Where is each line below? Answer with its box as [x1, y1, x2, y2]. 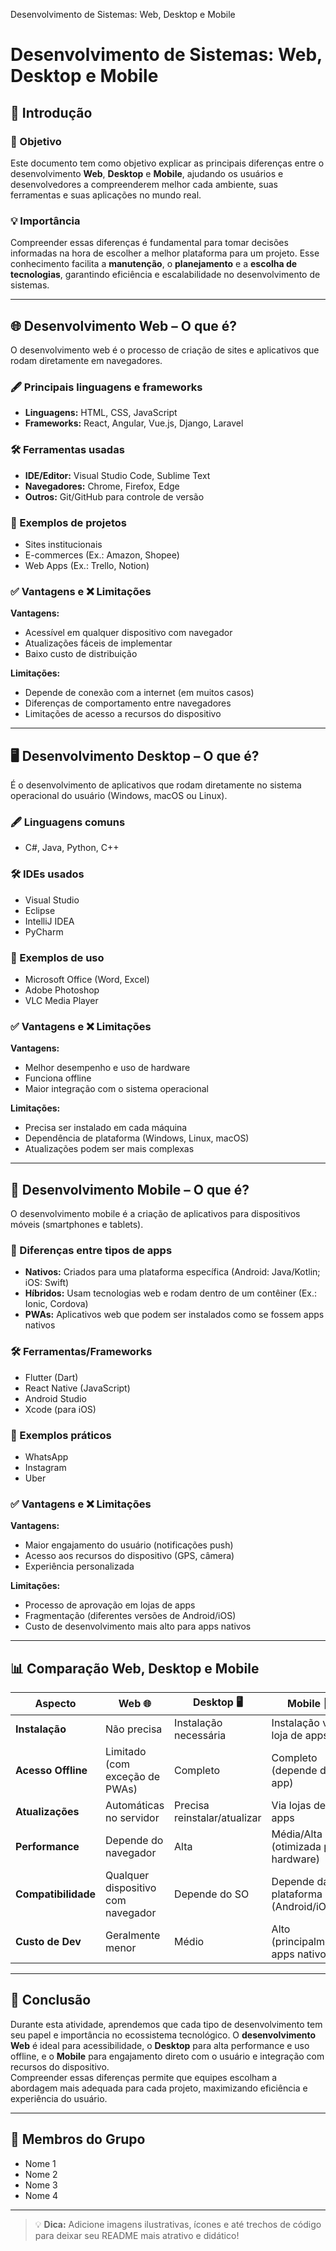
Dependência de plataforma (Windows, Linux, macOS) [24, 1132, 250, 1144]
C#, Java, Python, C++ [24, 842, 120, 854]
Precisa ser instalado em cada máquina [24, 1122, 188, 1134]
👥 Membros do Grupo [10, 2131, 146, 2148]
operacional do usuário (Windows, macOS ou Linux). [10, 789, 228, 801]
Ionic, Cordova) [24, 1298, 89, 1310]
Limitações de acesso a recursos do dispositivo [24, 708, 222, 720]
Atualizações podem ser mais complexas [24, 1143, 195, 1155]
